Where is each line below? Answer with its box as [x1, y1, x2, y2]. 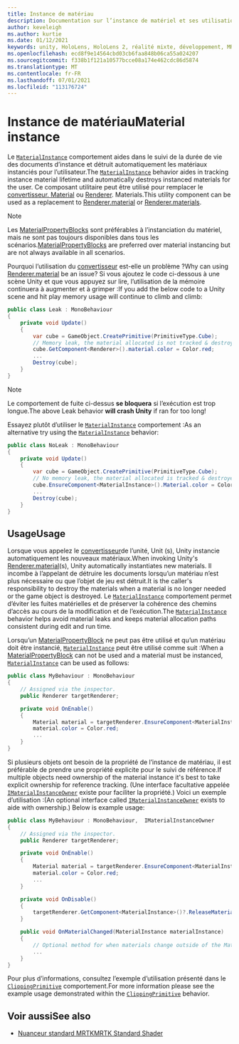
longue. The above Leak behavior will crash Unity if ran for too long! [7, 407, 206, 415]
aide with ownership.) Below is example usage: [7, 803, 145, 812]
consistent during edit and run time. [7, 622, 112, 631]
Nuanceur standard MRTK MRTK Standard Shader [17, 1029, 164, 1038]
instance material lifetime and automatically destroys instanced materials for [7, 175, 231, 184]
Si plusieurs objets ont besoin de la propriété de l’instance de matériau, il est [7, 758, 231, 766]
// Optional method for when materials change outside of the [33, 941, 221, 949]
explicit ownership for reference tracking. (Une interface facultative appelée [7, 781, 230, 789]
